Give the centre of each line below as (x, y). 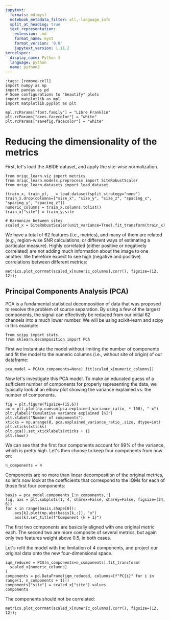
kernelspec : (18, 53)
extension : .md (31, 34)
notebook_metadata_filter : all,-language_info (60, 19)
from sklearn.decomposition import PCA (48, 339)
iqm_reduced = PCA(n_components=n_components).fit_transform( (73, 562)
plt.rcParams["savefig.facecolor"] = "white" (54, 121)
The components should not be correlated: (50, 599)
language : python (28, 62)
